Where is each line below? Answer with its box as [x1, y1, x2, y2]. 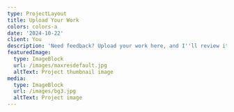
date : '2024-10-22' [7, 29, 64, 37]
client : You [7, 36, 42, 43]
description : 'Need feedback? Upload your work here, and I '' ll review [7, 42, 219, 49]
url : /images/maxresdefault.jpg [13, 62, 108, 69]
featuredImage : [7, 49, 52, 56]
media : [7, 74, 26, 82]
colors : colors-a [7, 23, 58, 30]
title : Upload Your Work [7, 17, 79, 24]
